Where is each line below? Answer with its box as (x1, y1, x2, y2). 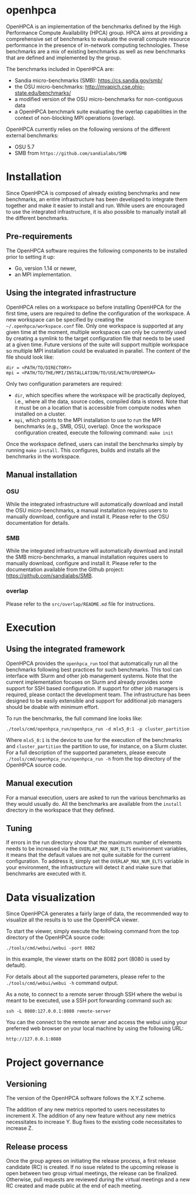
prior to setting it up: (6, 253, 56, 260)
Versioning (6, 1079, 47, 1089)
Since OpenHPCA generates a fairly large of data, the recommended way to (6, 910, 189, 917)
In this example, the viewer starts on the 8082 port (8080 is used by (6, 956, 170, 963)
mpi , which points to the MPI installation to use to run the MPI (14, 416, 162, 423)
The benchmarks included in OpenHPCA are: (6, 65, 115, 72)
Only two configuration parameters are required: (6, 380, 123, 387)
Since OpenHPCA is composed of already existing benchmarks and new (6, 189, 180, 197)
